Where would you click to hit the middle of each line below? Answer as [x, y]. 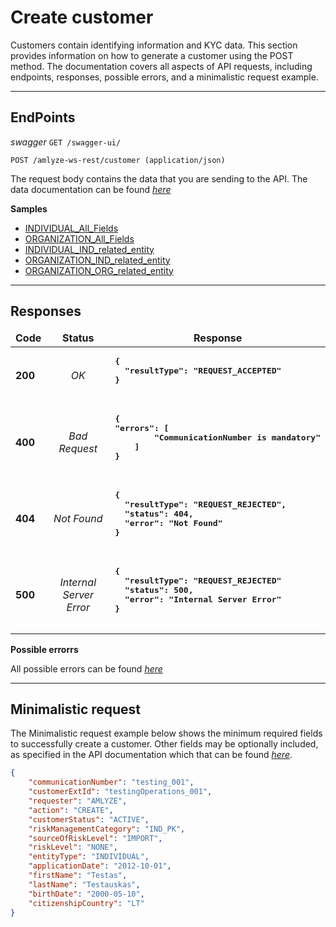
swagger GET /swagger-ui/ [66, 142]
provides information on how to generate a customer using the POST [152, 55]
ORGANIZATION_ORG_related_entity [99, 270]
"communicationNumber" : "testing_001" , [111, 782]
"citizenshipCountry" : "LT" [86, 903]
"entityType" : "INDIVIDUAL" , [89, 857]
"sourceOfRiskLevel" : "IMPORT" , [95, 838]
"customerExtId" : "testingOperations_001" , [120, 792]
